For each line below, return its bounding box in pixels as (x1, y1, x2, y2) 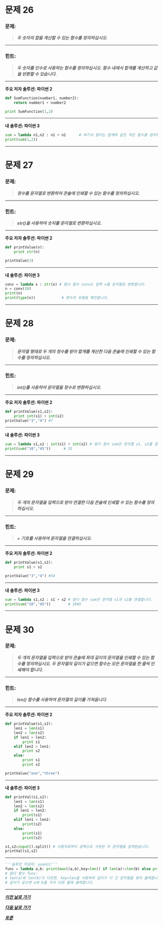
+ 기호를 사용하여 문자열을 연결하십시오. (16, 536, 92, 541)
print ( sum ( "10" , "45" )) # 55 (5, 446, 73, 451)
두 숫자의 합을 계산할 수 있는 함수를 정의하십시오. (16, 35, 108, 41)
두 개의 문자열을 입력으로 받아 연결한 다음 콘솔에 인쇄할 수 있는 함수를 (16, 499, 146, 505)
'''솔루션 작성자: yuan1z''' (5, 862, 58, 867)
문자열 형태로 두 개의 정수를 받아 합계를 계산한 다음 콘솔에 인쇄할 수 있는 (16, 349, 150, 354)
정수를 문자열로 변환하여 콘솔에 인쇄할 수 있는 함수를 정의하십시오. (16, 190, 140, 196)
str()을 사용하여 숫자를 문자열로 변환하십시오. (16, 220, 102, 226)
